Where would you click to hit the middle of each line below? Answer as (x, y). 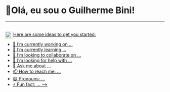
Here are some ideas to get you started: (55, 34)
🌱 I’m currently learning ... (39, 50)
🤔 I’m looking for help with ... (42, 60)
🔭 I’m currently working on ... (42, 44)
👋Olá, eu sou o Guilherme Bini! (70, 10)
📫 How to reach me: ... (37, 71)
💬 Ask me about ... (32, 66)
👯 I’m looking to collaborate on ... (47, 55)
